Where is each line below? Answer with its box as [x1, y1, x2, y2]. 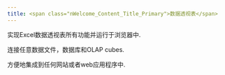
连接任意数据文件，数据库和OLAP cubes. [7, 45, 124, 53]
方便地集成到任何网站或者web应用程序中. [7, 60, 126, 69]
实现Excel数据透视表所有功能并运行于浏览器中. [7, 30, 141, 39]
